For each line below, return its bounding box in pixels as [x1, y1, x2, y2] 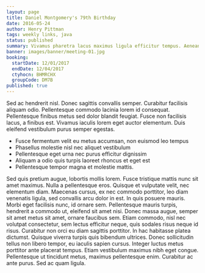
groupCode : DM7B [12, 77, 53, 83]
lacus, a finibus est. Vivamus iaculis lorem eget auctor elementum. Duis [6, 119, 185, 126]
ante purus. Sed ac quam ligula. [6, 260, 86, 266]
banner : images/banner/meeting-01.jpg [6, 49, 105, 55]
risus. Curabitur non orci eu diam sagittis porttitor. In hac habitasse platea [6, 227, 191, 234]
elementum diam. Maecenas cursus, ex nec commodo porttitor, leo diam [6, 188, 189, 195]
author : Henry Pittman [6, 26, 64, 32]
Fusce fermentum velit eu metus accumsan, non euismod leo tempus [15, 137, 189, 144]
